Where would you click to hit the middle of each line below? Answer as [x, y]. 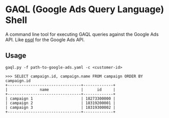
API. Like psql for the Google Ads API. [45, 40]
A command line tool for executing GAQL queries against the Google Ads [82, 34]
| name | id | [60, 90]
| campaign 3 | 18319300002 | [60, 107]
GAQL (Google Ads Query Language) [85, 9]
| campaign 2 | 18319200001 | [60, 103]
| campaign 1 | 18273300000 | [60, 98]
